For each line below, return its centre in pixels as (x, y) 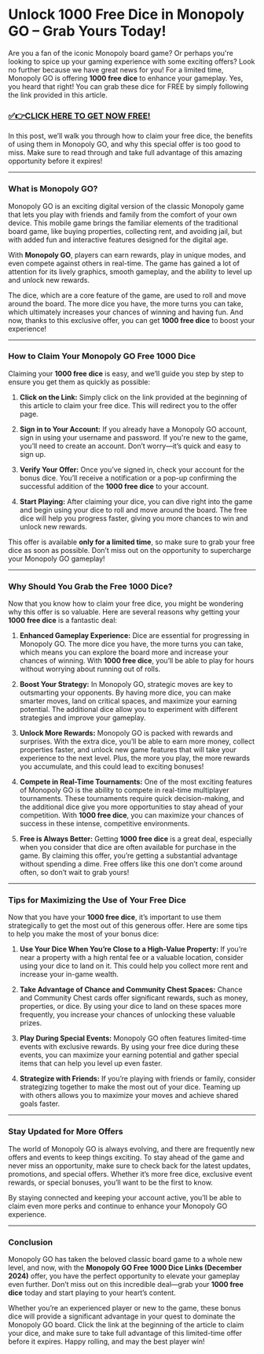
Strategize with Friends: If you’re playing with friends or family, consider (137, 1079)
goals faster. (40, 1104)
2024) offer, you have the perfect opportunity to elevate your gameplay (124, 1276)
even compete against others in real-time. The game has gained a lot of (124, 263)
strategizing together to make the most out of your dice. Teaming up (130, 1087)
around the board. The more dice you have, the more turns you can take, (126, 303)
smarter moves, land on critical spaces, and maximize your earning (128, 701)
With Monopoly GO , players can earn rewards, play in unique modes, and (127, 254)
